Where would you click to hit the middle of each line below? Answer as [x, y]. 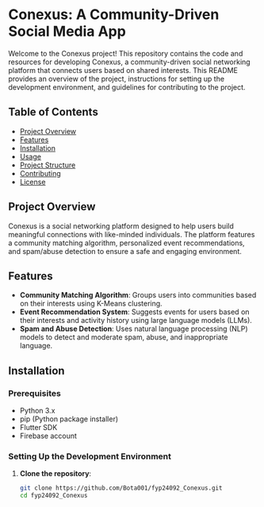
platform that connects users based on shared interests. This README [123, 70]
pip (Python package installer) [69, 419]
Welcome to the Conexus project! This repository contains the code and [126, 53]
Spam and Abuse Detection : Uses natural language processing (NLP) [134, 329]
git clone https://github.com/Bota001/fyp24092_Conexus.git [121, 488]
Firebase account [48, 436]
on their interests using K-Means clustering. [91, 304]
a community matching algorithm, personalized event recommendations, [126, 243]
